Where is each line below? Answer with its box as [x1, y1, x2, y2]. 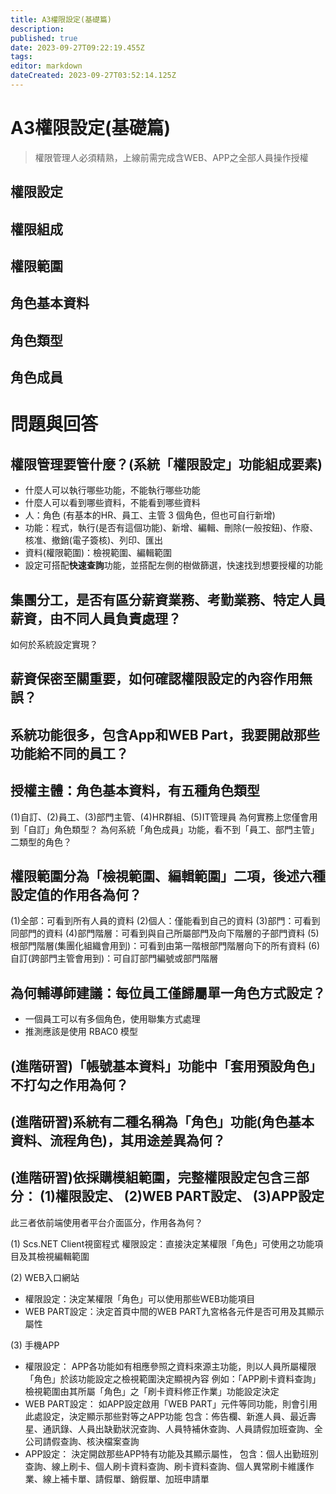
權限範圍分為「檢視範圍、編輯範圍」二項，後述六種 [10, 867, 326, 885]
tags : [10, 52, 33, 62]
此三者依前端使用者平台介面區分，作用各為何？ [10, 1216, 203, 1228]
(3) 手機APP [10, 1339, 60, 1351]
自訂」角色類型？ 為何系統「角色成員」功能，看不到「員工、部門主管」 [27, 823, 320, 835]
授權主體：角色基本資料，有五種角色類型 [10, 782, 260, 800]
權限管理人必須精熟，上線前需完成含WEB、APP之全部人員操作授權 [34, 151, 309, 163]
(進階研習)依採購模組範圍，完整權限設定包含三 [10, 1169, 297, 1186]
